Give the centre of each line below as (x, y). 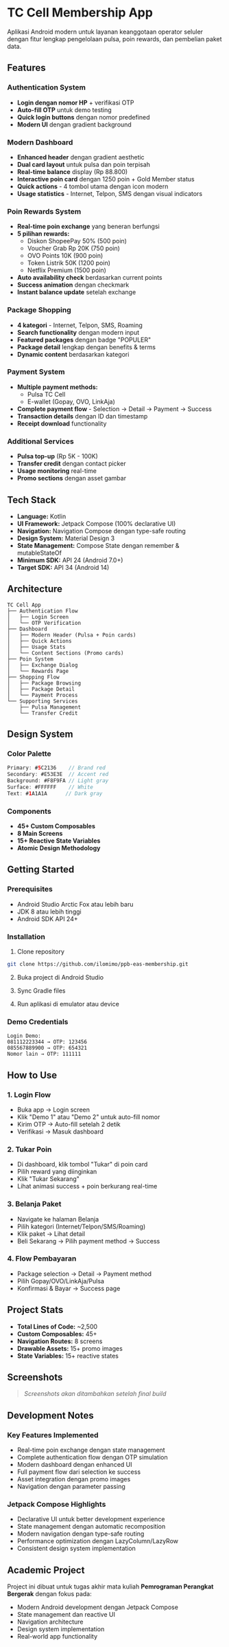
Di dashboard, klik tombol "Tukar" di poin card (82, 1164)
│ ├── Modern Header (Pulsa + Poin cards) (72, 635)
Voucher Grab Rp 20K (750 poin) (73, 248)
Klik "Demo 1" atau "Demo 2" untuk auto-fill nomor (88, 1117)
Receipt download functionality (62, 423)
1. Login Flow (29, 1094)
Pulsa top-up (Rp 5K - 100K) (57, 456)
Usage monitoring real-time (57, 471)
